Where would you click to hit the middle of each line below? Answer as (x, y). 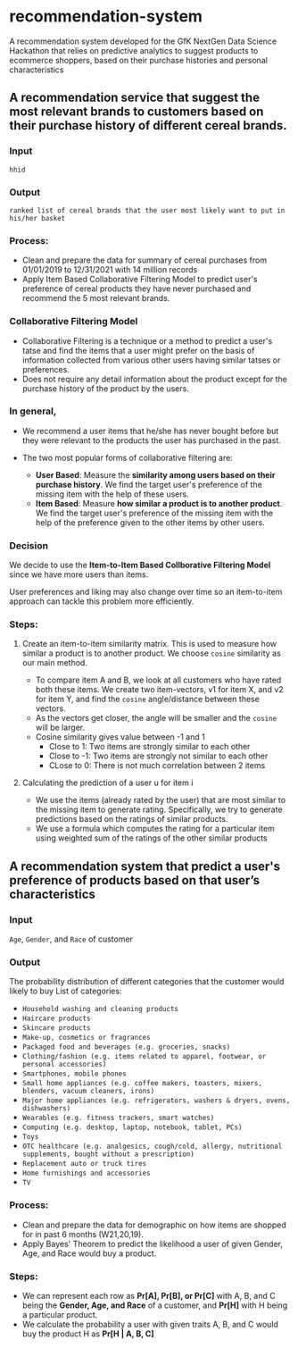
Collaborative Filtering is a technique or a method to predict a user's (147, 340)
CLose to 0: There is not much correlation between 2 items (157, 766)
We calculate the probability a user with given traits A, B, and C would (150, 1324)
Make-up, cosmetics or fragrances (86, 1038)
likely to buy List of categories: (66, 991)
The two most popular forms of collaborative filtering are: (128, 457)
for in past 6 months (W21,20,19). (83, 1234)
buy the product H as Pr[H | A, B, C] (88, 1334)
